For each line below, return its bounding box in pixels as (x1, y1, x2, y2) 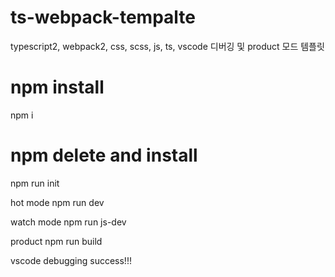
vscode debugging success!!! (10, 254, 132, 266)
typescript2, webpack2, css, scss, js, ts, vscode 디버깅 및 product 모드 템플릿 (10, 40, 325, 52)
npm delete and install (10, 144, 198, 167)
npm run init (10, 177, 60, 189)
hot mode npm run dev (10, 196, 105, 208)
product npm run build (10, 235, 103, 247)
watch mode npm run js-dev (10, 216, 127, 228)
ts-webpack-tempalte (10, 6, 197, 29)
